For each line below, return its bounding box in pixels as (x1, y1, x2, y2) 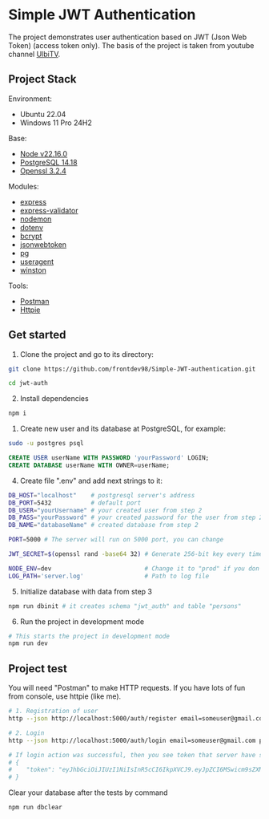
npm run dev (8, 639, 48, 647)
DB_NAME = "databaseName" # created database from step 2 (8, 521, 199, 529)
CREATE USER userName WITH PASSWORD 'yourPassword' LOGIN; (8, 454, 210, 462)
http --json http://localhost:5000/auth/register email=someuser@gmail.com (8, 715, 267, 723)
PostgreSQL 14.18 (19, 157, 78, 167)
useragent (19, 257, 54, 266)
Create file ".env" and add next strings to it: (19, 476, 163, 485)
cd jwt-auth (8, 379, 48, 387)
